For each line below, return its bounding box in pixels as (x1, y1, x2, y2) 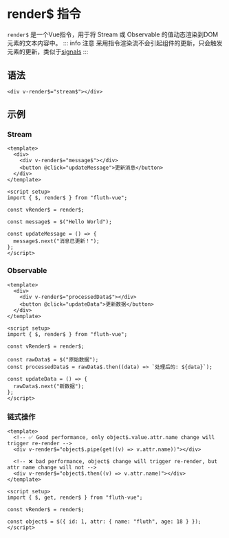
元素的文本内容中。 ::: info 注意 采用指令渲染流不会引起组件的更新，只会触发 (7, 38, 223, 47)
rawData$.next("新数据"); (13, 383, 85, 390)
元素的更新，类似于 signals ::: (7, 47, 89, 56)
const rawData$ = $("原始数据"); (7, 356, 99, 363)
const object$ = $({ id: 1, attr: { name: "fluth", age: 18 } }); (7, 518, 201, 526)
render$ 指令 (7, 6, 81, 22)
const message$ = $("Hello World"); (7, 218, 112, 225)
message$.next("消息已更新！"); (13, 238, 100, 245)
